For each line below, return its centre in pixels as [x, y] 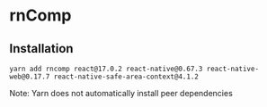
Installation [41, 49]
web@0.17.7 [30, 77]
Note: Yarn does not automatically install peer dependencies [121, 93]
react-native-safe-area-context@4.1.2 [126, 77]
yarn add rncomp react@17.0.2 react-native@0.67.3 [106, 69]
